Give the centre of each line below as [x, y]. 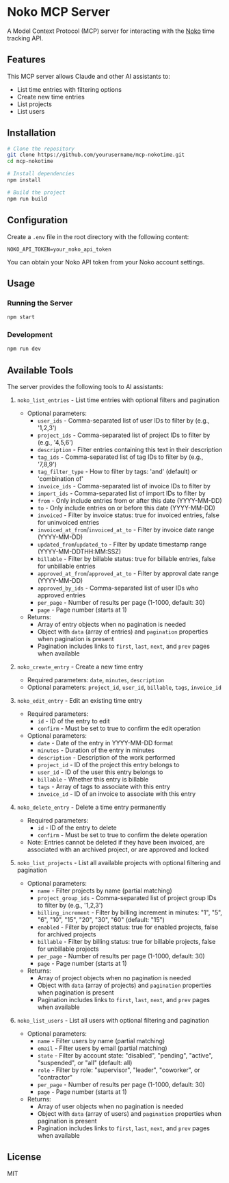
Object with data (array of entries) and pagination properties [123, 632]
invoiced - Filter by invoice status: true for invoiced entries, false [129, 515]
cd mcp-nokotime [30, 162]
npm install [24, 180]
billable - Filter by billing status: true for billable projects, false [126, 942]
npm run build [27, 199]
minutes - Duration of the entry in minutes [96, 750]
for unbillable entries [66, 566]
